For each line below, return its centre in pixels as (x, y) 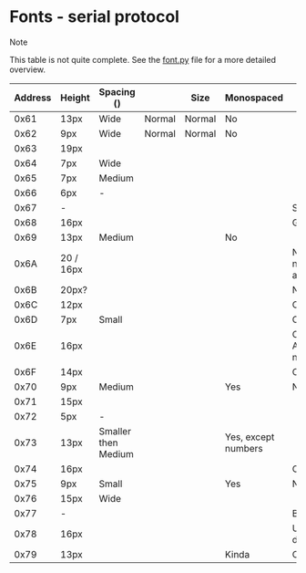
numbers (244, 448)
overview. (27, 69)
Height (76, 98)
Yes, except (250, 437)
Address (33, 98)
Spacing (117, 91)
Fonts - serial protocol (95, 17)
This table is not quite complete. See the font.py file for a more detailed (143, 59)
